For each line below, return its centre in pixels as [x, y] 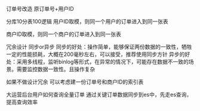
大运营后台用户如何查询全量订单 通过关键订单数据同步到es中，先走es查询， [99, 95]
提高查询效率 [22, 102]
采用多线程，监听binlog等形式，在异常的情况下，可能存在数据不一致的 [103, 62]
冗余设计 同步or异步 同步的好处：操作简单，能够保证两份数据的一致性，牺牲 [99, 47]
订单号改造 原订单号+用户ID [40, 9]
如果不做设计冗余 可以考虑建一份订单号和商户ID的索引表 [75, 82]
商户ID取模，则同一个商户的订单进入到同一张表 [64, 34]
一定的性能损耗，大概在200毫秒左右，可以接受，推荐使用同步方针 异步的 [96, 54]
